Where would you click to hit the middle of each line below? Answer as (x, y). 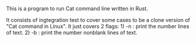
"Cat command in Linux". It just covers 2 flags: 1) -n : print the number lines (98, 26)
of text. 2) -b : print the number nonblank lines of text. (72, 33)
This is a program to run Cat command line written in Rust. (77, 9)
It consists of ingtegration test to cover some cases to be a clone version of (98, 20)
